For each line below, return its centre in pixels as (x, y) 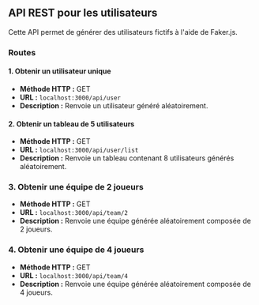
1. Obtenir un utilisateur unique (60, 71)
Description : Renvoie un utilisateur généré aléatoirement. (114, 105)
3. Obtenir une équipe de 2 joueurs (76, 187)
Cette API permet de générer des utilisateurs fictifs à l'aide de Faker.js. (123, 32)
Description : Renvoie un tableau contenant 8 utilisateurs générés (127, 158)
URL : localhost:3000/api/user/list (79, 150)
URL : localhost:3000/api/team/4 (74, 275)
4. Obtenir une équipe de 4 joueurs (76, 250)
